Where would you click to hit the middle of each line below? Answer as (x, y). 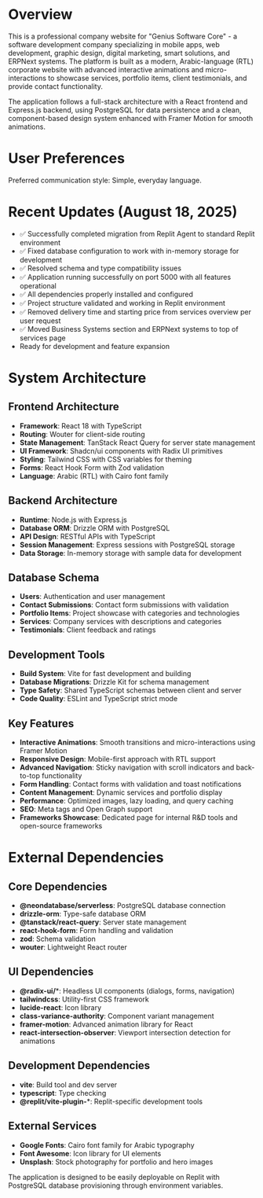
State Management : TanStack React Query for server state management (137, 443)
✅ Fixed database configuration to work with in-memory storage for (129, 251)
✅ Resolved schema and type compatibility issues (100, 268)
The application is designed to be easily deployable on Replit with (114, 1177)
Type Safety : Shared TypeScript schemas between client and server (130, 690)
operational (38, 285)
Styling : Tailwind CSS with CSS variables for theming (106, 459)
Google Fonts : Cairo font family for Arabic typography (107, 1145)
